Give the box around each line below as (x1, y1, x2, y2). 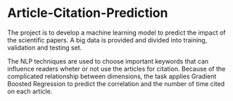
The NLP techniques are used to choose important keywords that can (7, 57, 209, 65)
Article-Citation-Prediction (7, 5, 168, 21)
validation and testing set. (7, 43, 82, 52)
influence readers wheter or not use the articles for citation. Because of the (7, 64, 226, 73)
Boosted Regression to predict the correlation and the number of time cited (7, 79, 225, 88)
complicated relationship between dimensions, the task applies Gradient (7, 72, 217, 81)
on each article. (7, 87, 53, 95)
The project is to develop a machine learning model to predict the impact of (7, 28, 226, 37)
